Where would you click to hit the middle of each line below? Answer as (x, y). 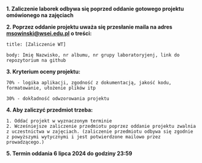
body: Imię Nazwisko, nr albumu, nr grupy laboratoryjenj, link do (93, 55)
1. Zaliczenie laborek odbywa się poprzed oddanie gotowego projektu (95, 9)
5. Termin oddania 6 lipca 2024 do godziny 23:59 (69, 153)
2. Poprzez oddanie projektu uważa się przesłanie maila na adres (89, 27)
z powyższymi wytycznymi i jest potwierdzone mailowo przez (84, 137)
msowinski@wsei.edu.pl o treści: (49, 33)
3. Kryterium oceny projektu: (43, 72)
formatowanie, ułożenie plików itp (51, 88)
